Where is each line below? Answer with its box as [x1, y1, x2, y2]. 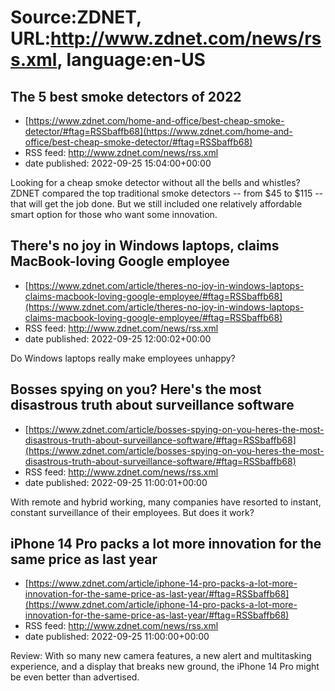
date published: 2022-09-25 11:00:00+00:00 [24, 631, 210, 643]
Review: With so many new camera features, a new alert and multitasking [10, 650, 312, 662]
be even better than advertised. [10, 671, 140, 683]
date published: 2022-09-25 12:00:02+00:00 [24, 332, 212, 345]
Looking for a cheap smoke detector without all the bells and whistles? [10, 177, 301, 188]
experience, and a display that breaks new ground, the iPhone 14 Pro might [10, 661, 320, 673]
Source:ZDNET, [10, 6, 142, 29]
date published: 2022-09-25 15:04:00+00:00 [24, 157, 212, 169]
